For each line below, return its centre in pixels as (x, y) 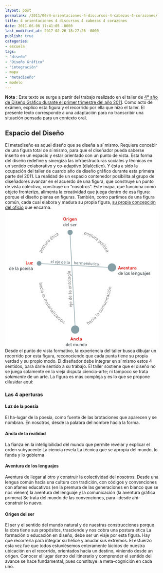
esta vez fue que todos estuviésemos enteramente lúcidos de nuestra (75, 546)
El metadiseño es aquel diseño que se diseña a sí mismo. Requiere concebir (81, 145)
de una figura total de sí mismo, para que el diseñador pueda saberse (75, 150)
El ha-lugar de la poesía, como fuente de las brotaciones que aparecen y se (81, 417)
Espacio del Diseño (35, 133)
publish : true (19, 36)
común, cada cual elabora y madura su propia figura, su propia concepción (81, 202)
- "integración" (21, 67)
